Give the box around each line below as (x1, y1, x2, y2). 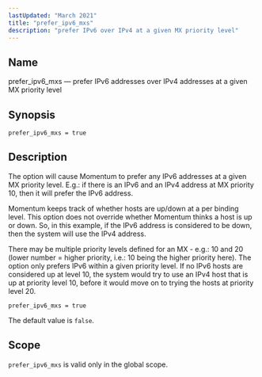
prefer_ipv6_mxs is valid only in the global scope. (8, 360, 169, 369)
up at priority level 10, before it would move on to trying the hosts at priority (8, 278, 254, 288)
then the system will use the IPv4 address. (8, 229, 146, 238)
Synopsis (8, 108, 55, 121)
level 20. (8, 286, 36, 295)
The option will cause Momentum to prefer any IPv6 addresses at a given (8, 171, 247, 181)
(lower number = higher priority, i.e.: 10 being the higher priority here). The (8, 253, 252, 262)
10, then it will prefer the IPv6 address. (8, 188, 133, 198)
